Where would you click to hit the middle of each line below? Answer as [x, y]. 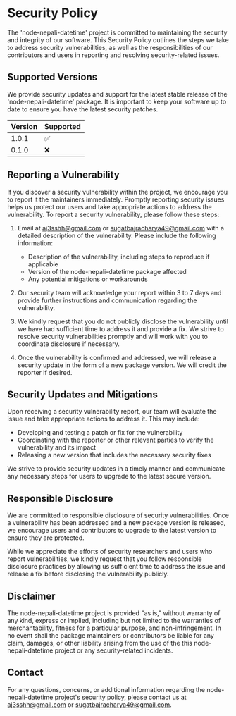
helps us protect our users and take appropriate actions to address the [110, 206]
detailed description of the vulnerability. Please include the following [117, 235]
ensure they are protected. [46, 538]
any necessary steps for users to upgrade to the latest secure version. [109, 476]
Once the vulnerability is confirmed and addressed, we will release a [117, 357]
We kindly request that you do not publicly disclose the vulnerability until [123, 321]
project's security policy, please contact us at [120, 697]
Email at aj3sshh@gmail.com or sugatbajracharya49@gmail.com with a [120, 228]
